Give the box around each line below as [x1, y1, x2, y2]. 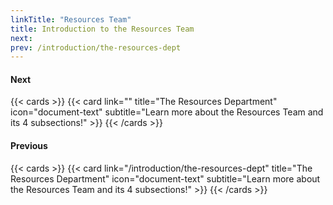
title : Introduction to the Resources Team [10, 24, 195, 34]
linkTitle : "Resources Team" [10, 14, 132, 25]
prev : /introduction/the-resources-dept [10, 42, 182, 53]
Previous [10, 140, 48, 152]
